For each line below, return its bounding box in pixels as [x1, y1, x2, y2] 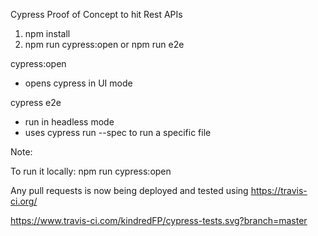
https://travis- [250, 185, 308, 196]
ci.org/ [10, 195, 38, 207]
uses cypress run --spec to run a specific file [24, 127, 212, 138]
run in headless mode [24, 116, 115, 128]
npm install [24, 28, 71, 39]
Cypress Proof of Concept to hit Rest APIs [10, 9, 183, 20]
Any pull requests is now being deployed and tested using [10, 185, 249, 196]
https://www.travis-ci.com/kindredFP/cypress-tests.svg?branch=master [10, 215, 308, 226]
